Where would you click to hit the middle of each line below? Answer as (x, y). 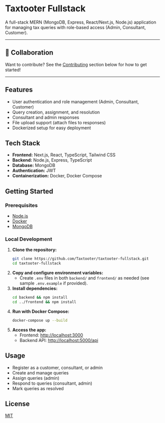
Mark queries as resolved (38, 388)
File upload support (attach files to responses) (59, 122)
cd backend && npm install (40, 298)
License (17, 404)
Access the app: (29, 330)
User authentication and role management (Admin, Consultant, (75, 102)
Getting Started (29, 191)
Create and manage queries (40, 373)
